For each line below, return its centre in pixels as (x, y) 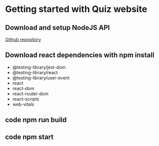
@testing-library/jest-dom (39, 67)
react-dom (23, 88)
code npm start (29, 137)
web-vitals (23, 104)
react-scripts (26, 99)
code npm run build (36, 120)
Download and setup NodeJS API (58, 28)
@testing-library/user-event (41, 78)
